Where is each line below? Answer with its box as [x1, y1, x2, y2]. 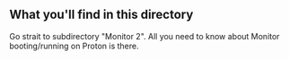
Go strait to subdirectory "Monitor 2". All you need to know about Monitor [9, 30, 280, 41]
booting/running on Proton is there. [9, 40, 139, 51]
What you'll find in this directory [9, 7, 194, 22]
